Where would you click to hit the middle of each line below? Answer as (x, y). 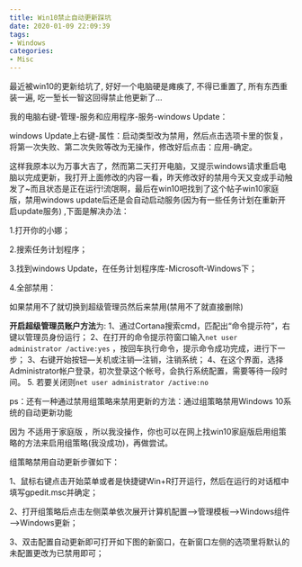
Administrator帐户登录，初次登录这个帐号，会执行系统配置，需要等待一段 (145, 371)
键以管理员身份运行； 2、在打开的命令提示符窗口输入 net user (124, 337)
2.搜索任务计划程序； (49, 249)
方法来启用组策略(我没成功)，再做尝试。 (99, 443)
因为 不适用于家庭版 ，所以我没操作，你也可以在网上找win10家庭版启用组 (144, 432)
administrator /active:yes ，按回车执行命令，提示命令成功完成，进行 (139, 348)
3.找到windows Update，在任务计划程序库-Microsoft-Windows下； (133, 268)
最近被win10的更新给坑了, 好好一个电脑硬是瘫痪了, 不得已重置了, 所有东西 (145, 86)
